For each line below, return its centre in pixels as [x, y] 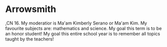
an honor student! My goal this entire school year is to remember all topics [83, 33]
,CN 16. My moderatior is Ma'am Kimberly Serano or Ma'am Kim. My [76, 23]
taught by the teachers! [30, 39]
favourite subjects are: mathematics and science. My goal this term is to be [83, 28]
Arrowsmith [31, 9]
